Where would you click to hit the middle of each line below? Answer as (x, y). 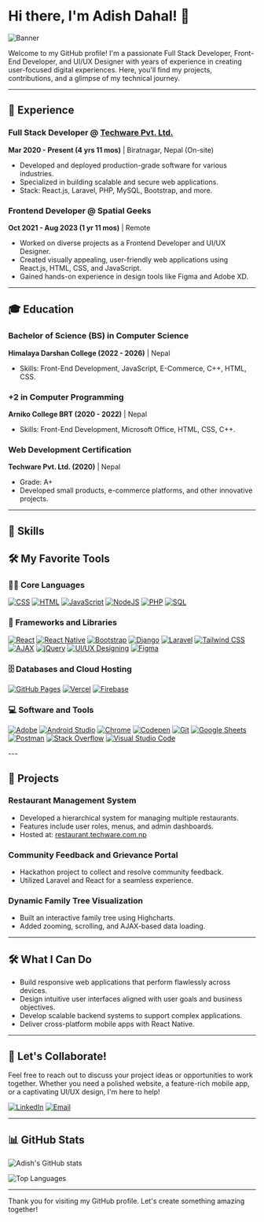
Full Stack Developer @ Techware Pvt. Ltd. (91, 133)
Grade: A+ (36, 482)
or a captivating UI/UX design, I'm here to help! (84, 1092)
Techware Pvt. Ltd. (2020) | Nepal (64, 467)
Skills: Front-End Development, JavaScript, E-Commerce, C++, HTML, (133, 368)
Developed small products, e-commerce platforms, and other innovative (136, 490)
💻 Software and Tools (51, 710)
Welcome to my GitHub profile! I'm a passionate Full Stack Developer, (121, 53)
